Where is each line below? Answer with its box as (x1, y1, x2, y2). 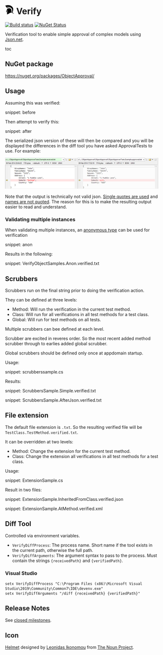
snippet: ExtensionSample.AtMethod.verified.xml (5, 506, 103, 512)
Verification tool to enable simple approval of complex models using (5, 31, 141, 37)
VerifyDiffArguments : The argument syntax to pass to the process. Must (12, 552, 157, 558)
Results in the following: (5, 251, 53, 257)
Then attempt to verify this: (5, 119, 60, 124)
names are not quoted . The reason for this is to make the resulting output (5, 198, 152, 204)
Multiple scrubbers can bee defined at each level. (5, 326, 105, 332)
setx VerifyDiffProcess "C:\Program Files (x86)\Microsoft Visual (5, 581, 143, 586)
